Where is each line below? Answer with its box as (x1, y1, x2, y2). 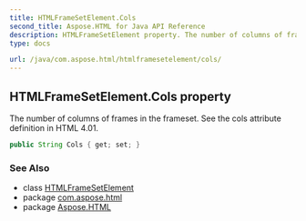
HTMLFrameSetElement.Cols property (9, 88, 232, 105)
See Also (9, 161, 50, 174)
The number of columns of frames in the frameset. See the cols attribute (9, 113, 282, 124)
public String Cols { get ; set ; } (9, 140, 141, 149)
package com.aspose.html (22, 192, 123, 203)
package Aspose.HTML (22, 202, 112, 213)
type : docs (9, 38, 51, 48)
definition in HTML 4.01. (9, 122, 98, 133)
